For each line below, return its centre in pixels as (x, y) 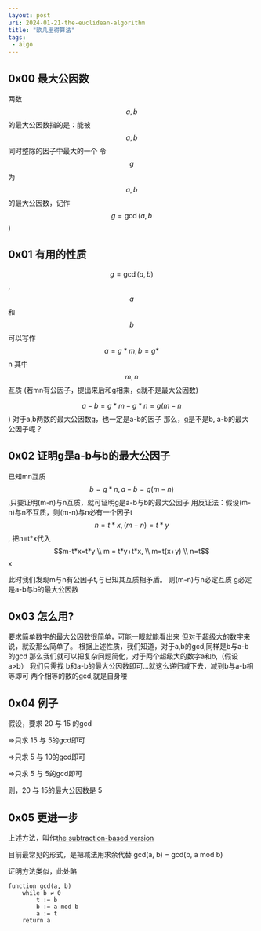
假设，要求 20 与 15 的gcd (50, 724)
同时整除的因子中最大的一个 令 (57, 151)
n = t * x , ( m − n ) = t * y (132, 525)
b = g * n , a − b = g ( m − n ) (132, 489)
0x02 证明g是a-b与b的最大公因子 (89, 456)
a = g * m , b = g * (132, 350)
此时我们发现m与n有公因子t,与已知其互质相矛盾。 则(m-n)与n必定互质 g (123, 579)
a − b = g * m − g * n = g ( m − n (132, 405)
